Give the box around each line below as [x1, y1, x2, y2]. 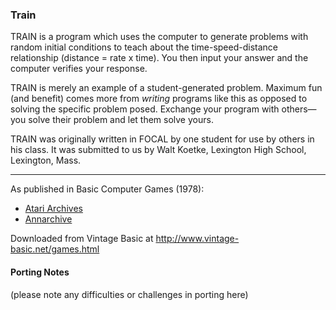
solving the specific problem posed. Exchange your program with [10, 103, 280, 115]
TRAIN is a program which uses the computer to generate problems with [10, 31, 309, 43]
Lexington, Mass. [10, 154, 82, 167]
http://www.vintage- [155, 233, 240, 245]
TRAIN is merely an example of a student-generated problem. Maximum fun [10, 82, 323, 94]
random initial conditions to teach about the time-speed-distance [10, 41, 278, 53]
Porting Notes [10, 266, 70, 278]
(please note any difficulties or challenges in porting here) [10, 288, 249, 300]
